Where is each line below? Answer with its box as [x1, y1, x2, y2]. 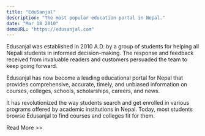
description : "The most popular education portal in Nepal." [6, 15, 166, 21]
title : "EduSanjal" [6, 9, 56, 15]
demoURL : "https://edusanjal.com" [6, 26, 95, 32]
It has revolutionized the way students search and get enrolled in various [6, 99, 190, 107]
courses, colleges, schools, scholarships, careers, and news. [6, 87, 160, 95]
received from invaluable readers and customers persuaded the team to [6, 56, 188, 63]
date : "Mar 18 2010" [6, 20, 59, 26]
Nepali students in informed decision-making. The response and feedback [6, 50, 194, 57]
